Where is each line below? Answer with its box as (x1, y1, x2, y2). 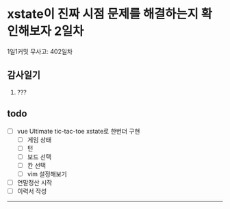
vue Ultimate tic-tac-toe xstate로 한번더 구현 (16, 127, 140, 135)
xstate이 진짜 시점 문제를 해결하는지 (7, 6, 199, 22)
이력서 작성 (16, 187, 47, 195)
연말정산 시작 (16, 178, 53, 186)
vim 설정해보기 (27, 169, 67, 178)
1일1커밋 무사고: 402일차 (7, 47, 73, 56)
